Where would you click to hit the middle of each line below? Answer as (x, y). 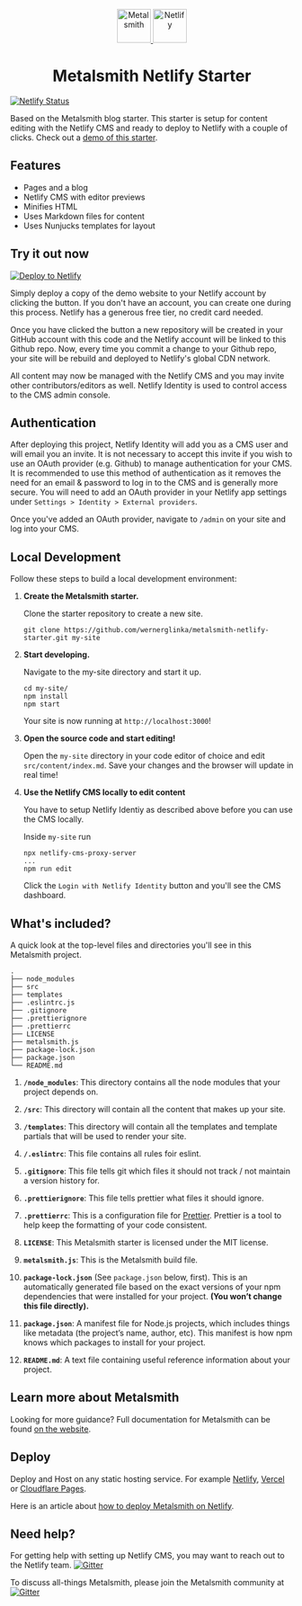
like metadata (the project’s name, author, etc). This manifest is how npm (158, 1333)
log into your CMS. (45, 529)
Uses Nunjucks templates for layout (89, 226)
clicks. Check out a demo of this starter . (84, 137)
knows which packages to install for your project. (114, 1343)
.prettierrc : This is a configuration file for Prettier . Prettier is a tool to (152, 1215)
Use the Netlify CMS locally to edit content (104, 792)
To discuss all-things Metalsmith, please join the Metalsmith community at (147, 1583)
